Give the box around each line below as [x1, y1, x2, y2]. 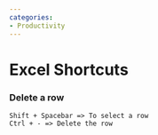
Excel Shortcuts [9, 60, 129, 80]
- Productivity [9, 21, 66, 30]
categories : [9, 12, 53, 22]
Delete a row [9, 91, 65, 103]
